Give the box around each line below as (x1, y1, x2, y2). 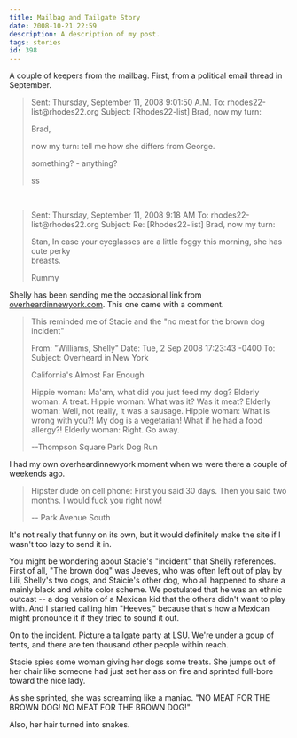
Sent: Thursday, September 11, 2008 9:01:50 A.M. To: (30, 97, 226, 107)
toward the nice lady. (9, 676, 86, 686)
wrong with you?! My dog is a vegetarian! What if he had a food (30, 415, 263, 426)
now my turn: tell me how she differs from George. (30, 141, 215, 152)
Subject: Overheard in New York (30, 353, 149, 363)
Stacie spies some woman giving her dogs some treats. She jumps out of (9, 656, 277, 667)
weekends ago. (9, 468, 66, 480)
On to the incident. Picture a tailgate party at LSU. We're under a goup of (9, 630, 275, 640)
